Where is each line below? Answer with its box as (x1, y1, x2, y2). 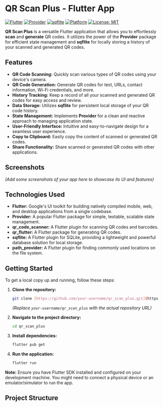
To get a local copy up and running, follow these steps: (5, 277, 115, 283)
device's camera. (12, 76, 47, 82)
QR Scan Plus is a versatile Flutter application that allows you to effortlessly (5, 28, 157, 34)
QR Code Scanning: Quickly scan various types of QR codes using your (12, 71, 157, 77)
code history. (12, 107, 39, 113)
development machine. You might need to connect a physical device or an (5, 374, 154, 380)
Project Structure (5, 394, 58, 402)
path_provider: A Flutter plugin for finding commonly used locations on (12, 245, 156, 251)
